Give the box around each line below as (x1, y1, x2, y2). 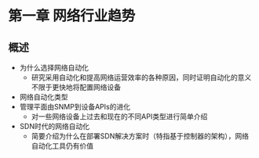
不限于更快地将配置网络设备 (31, 83, 122, 92)
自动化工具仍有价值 (31, 142, 94, 150)
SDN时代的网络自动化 (19, 122, 90, 131)
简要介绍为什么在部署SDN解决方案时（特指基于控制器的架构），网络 (31, 131, 250, 141)
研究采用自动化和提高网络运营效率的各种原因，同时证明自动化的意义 (31, 73, 252, 82)
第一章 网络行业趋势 (8, 7, 136, 25)
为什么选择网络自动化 (19, 63, 89, 72)
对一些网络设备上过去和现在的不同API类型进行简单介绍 (31, 112, 208, 121)
